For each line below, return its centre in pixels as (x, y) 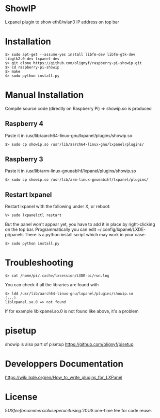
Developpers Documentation (64, 364)
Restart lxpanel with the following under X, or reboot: (58, 207)
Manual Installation (44, 95)
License (21, 397)
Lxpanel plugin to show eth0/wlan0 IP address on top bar (62, 22)
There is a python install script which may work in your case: (85, 235)
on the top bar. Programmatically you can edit (51, 229)
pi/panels (14, 235)
